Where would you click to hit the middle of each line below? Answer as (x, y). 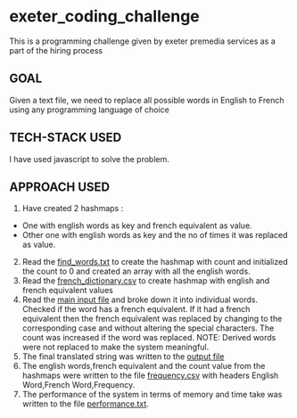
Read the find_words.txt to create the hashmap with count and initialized (155, 262)
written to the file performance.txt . (85, 404)
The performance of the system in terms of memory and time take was (152, 395)
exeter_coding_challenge (105, 16)
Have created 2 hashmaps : (73, 209)
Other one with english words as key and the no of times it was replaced (155, 235)
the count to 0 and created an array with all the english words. (136, 271)
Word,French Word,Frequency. (78, 385)
